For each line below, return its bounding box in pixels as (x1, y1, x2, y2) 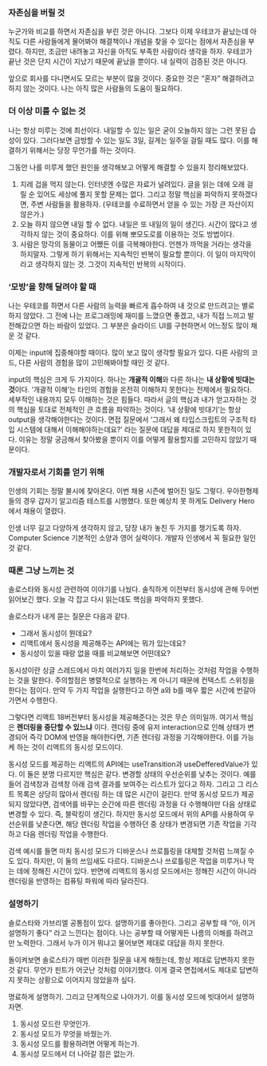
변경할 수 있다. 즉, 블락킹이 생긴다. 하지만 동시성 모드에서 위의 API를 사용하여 (8, 809, 247, 819)
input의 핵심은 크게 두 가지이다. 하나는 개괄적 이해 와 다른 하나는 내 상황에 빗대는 (8, 374, 255, 384)
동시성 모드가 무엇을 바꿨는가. (19, 1028, 112, 1038)
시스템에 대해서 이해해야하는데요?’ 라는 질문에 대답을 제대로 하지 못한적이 (16, 424, 244, 434)
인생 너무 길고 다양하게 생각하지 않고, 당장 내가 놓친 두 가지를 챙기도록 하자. (8, 523, 241, 533)
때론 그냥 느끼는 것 (8, 565, 75, 576)
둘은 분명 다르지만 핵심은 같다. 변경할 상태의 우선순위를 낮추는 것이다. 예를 (26, 770, 257, 779)
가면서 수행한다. (8, 695, 58, 705)
